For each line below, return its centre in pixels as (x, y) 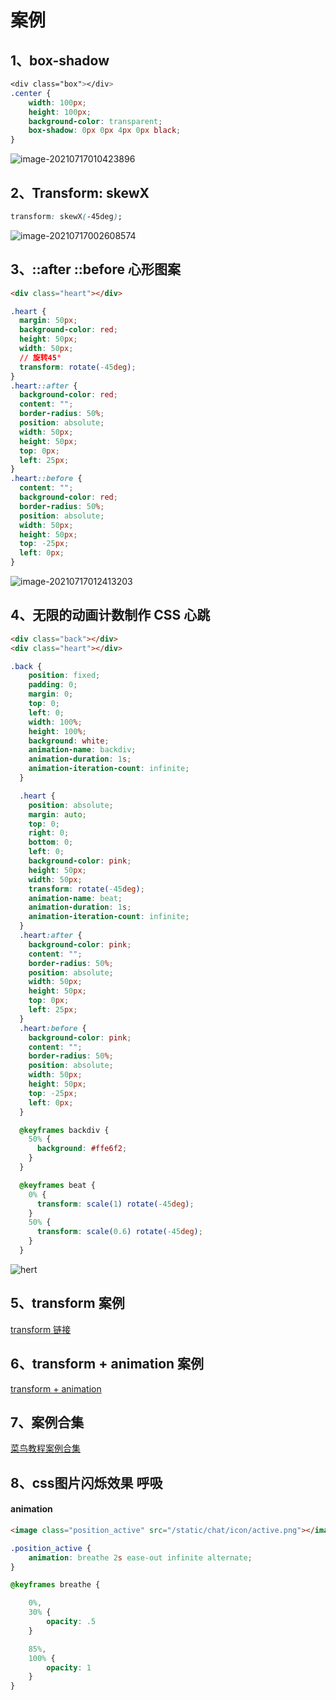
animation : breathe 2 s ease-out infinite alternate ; (140, 1557)
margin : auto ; (57, 814)
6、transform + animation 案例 (107, 1364)
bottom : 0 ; (51, 842)
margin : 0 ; (51, 694)
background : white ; (69, 741)
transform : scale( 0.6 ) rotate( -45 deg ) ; (119, 1232)
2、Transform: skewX (80, 192)
